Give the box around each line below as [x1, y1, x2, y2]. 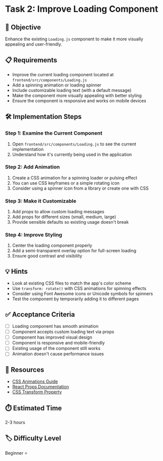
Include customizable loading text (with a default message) [12, 87, 132, 93]
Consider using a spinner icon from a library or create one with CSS [12, 185, 149, 191]
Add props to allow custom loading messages [12, 209, 104, 215]
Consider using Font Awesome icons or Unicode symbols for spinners [12, 291, 153, 297]
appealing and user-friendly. [5, 41, 63, 47]
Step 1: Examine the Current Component [5, 130, 103, 137]
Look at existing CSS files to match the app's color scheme [12, 280, 131, 286]
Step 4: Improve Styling [5, 231, 63, 238]
